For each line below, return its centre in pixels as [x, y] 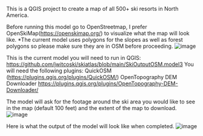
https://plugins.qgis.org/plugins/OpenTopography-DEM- [108, 83]
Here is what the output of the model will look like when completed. [90, 126]
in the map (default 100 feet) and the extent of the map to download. [92, 108]
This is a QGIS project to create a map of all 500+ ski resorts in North [92, 9]
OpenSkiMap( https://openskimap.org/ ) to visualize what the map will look [98, 33]
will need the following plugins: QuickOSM [59, 71]
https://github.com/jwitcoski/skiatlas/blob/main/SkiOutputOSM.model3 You [100, 64]
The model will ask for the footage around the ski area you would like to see [101, 102]
